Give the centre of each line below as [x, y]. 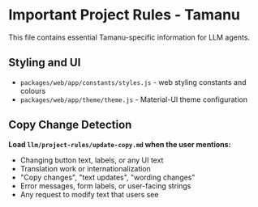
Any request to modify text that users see [89, 194]
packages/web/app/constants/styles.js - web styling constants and [133, 82]
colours [33, 91]
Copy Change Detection [70, 125]
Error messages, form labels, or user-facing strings [105, 186]
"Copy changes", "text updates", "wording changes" [107, 177]
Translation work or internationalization [86, 168]
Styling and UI [45, 63]
